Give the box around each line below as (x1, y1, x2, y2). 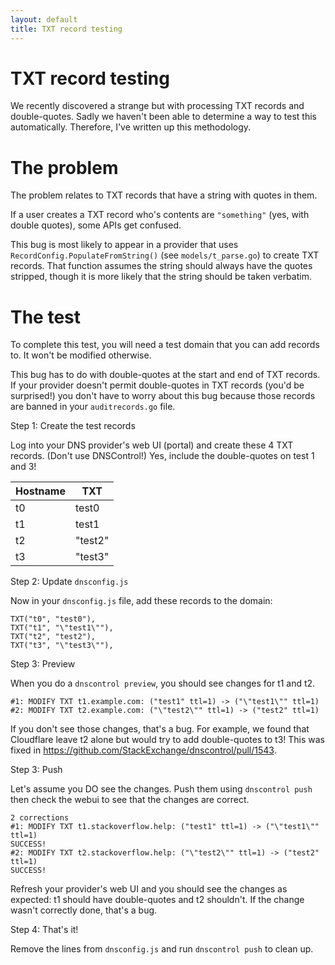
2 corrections (10, 813, 70, 823)
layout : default (10, 14, 78, 25)
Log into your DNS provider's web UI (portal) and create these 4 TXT (10, 439, 294, 451)
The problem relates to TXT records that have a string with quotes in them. (10, 189, 318, 201)
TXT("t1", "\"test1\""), (10, 623, 114, 633)
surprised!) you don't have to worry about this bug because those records (10, 390, 316, 402)
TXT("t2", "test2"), (10, 632, 97, 642)
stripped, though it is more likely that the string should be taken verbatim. (10, 271, 312, 283)
